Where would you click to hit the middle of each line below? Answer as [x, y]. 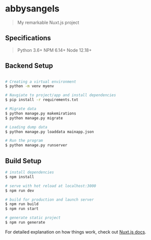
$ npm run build [22, 204]
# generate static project [33, 218]
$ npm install [20, 177]
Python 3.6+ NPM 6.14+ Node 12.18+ [54, 50]
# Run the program [24, 141]
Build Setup [23, 161]
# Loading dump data [26, 127]
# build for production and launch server [50, 200]
